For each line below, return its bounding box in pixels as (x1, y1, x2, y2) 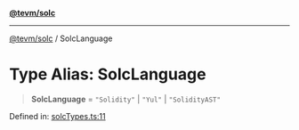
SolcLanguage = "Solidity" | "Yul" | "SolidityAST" (30, 93, 221, 104)
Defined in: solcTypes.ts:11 (9, 110, 106, 121)
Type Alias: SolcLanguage (9, 64, 206, 85)
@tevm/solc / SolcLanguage (9, 33, 113, 44)
